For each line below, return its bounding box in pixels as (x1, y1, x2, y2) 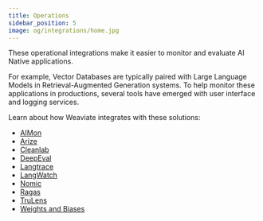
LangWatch (19, 170, 58, 180)
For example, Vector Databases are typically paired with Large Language (8, 72, 247, 82)
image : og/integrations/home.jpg (8, 26, 120, 34)
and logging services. (8, 97, 80, 107)
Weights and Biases (19, 204, 85, 214)
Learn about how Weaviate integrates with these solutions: (8, 113, 201, 122)
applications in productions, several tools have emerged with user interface (8, 89, 256, 99)
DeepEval (19, 153, 52, 163)
